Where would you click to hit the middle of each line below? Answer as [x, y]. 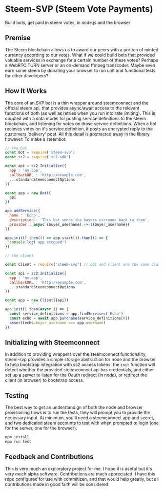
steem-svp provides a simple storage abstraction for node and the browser [81, 360]
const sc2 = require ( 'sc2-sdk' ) [38, 157]
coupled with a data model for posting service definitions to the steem [76, 118]
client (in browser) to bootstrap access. [45, 380]
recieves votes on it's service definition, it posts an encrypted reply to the [79, 128]
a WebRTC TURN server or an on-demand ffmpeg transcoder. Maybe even [80, 65]
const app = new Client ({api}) [37, 300]
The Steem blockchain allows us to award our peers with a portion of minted [82, 49]
